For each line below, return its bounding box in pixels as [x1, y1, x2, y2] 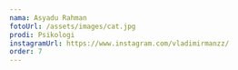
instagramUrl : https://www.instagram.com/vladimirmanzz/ [9, 38, 230, 48]
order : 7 [9, 47, 43, 56]
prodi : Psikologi [9, 30, 75, 39]
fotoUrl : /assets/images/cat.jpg [9, 22, 136, 31]
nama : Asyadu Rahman [9, 13, 88, 23]
